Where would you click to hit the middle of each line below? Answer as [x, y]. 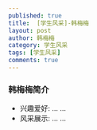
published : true [35, 16]
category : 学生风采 [38, 45]
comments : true [33, 61]
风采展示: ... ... [43, 118]
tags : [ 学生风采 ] [35, 53]
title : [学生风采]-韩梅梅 [48, 23]
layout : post [30, 30]
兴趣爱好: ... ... [43, 108]
